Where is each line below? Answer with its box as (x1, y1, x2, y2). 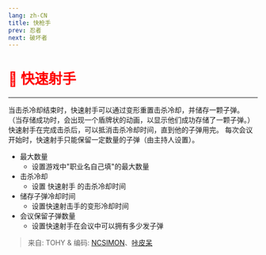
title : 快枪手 (8, 19, 51, 27)
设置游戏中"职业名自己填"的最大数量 (31, 162, 150, 171)
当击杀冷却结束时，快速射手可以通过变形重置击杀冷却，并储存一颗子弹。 (8, 105, 244, 115)
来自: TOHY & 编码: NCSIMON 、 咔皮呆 (27, 238, 153, 248)
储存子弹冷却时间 (19, 192, 76, 201)
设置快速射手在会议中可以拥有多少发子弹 (31, 221, 164, 230)
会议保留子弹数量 (19, 211, 76, 221)
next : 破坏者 (8, 33, 47, 42)
